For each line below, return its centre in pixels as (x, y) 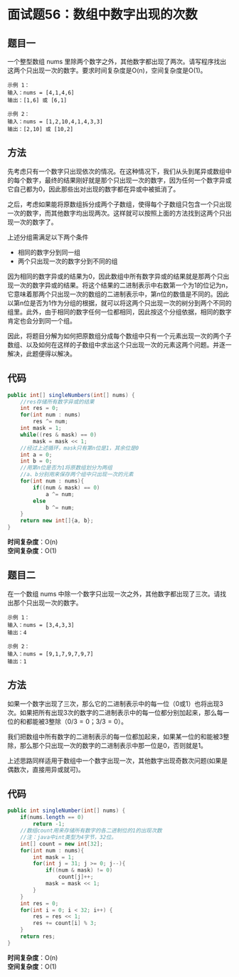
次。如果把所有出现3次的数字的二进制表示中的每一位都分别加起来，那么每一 (118, 712)
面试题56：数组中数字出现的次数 (102, 15)
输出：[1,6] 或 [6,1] (37, 100)
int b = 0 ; (36, 461)
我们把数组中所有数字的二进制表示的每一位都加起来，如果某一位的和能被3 (115, 736)
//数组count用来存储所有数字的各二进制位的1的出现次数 (91, 831)
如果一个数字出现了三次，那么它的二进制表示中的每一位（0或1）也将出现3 (116, 703)
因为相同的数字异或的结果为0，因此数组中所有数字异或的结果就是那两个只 (115, 276)
